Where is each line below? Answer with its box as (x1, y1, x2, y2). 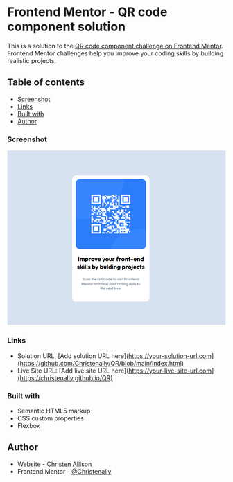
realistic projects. (7, 56, 57, 64)
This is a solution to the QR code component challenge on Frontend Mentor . (7, 42, 223, 50)
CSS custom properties (17, 414, 85, 422)
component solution (7, 19, 126, 35)
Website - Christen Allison (17, 460, 92, 468)
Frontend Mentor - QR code (7, 4, 168, 20)
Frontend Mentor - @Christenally (17, 467, 112, 475)
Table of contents (7, 77, 85, 89)
